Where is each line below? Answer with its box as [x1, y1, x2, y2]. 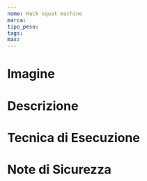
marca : [7, 17, 26, 24]
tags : [7, 29, 23, 37]
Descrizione [7, 98, 79, 113]
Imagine [7, 66, 56, 82]
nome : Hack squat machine [7, 10, 82, 17]
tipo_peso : [7, 23, 39, 30]
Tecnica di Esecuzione [7, 129, 141, 145]
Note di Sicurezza [7, 162, 111, 178]
